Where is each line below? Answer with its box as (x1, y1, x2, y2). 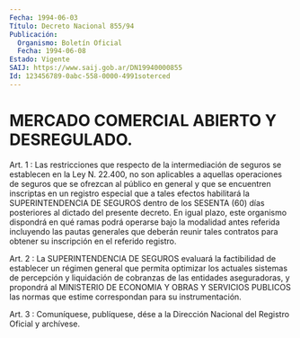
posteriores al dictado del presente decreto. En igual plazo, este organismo (9, 207, 287, 218)
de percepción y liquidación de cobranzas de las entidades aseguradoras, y (9, 271, 290, 283)
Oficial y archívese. (9, 318, 81, 329)
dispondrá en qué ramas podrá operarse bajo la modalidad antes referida (9, 217, 280, 227)
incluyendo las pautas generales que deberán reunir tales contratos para (9, 226, 278, 236)
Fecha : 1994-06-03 (9, 13, 78, 22)
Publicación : (9, 30, 58, 39)
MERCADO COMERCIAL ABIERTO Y (9, 110, 277, 130)
